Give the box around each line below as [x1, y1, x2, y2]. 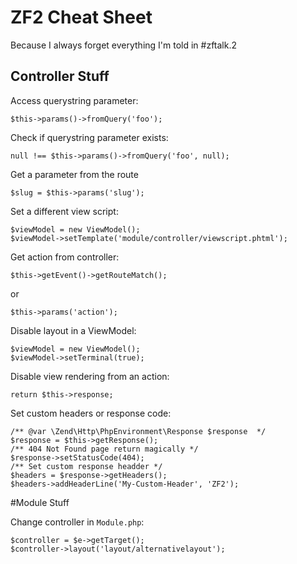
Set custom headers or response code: [10, 407, 172, 419]
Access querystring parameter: [10, 94, 139, 106]
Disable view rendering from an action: [10, 370, 170, 382]
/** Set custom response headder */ [10, 461, 163, 471]
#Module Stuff [10, 496, 70, 508]
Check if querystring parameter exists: [10, 131, 169, 143]
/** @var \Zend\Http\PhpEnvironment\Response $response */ [10, 426, 267, 436]
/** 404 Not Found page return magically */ [10, 444, 199, 454]
